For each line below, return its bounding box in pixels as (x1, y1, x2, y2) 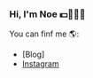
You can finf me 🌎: (9, 28, 80, 39)
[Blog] (21, 49, 45, 60)
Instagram (21, 58, 59, 69)
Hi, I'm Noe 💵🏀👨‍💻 (9, 8, 86, 20)
